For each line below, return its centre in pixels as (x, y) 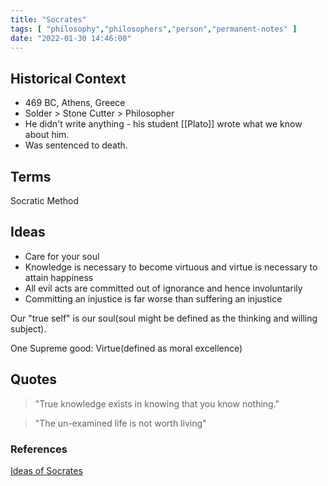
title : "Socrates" (48, 19)
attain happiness (59, 277)
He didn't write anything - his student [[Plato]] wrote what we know (163, 124)
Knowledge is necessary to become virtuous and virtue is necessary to (171, 267)
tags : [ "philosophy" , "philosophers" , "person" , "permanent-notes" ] (154, 29)
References (39, 449)
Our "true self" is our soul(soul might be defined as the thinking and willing (164, 318)
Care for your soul (62, 256)
